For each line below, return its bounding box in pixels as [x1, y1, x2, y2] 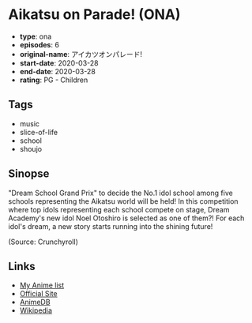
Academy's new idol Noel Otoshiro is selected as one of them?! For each [8, 213, 245, 223]
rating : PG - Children [19, 75, 88, 85]
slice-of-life [19, 127, 58, 137]
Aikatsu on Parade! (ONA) [8, 6, 181, 24]
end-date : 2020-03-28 [19, 66, 96, 76]
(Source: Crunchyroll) [8, 237, 79, 246]
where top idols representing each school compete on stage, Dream [8, 205, 230, 214]
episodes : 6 [19, 39, 59, 49]
